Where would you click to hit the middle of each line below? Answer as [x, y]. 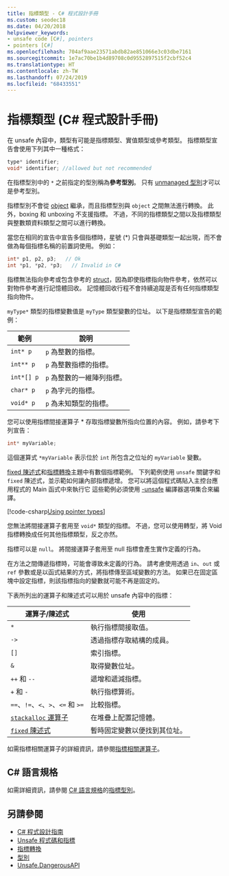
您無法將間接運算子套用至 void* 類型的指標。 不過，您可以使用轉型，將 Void [114, 525]
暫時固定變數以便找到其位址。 [138, 730]
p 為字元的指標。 [72, 391]
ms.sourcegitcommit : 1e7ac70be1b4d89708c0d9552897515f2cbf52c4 [99, 58]
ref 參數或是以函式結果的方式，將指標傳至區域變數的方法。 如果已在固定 [110, 572]
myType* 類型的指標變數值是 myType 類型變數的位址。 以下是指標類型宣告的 [111, 311]
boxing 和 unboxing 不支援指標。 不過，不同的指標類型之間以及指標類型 [120, 214]
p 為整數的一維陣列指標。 [86, 377]
